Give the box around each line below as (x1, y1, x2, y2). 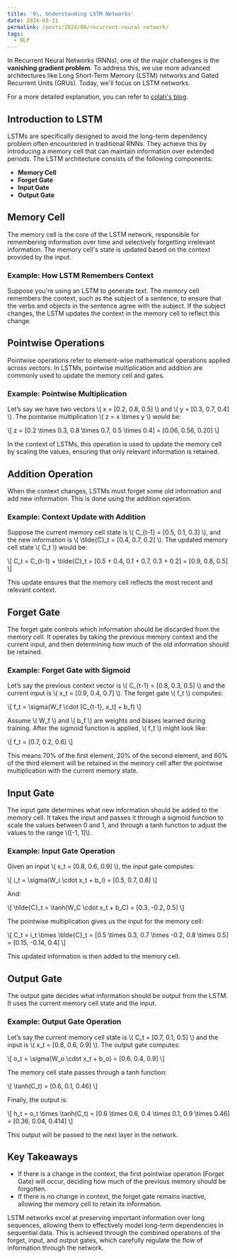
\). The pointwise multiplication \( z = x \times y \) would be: (7, 413, 182, 421)
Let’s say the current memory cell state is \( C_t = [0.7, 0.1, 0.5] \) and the (7, 1033, 219, 1041)
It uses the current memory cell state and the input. (7, 999, 157, 1007)
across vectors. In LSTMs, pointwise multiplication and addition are (7, 363, 203, 372)
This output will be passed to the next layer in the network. (7, 1130, 178, 1138)
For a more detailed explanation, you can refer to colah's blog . (7, 93, 189, 101)
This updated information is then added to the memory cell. (7, 952, 180, 961)
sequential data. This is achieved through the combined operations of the (7, 1229, 221, 1237)
